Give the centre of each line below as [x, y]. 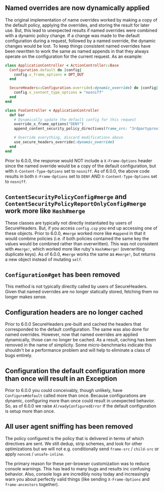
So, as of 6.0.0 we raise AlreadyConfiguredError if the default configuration [81, 406]
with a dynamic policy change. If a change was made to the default [72, 35]
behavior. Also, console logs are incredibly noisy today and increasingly [77, 474]
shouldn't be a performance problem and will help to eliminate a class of [78, 350]
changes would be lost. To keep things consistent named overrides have [78, 46]
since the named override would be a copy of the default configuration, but [81, 166]
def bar [17, 115]
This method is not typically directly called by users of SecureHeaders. [76, 286]
